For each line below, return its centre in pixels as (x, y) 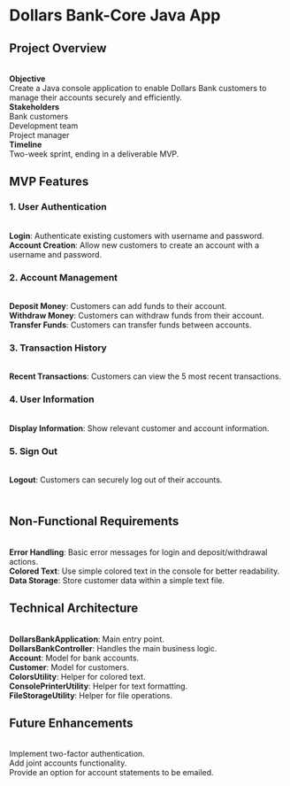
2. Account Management (63, 277)
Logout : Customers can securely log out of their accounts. (116, 480)
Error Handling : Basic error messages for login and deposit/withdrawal (138, 552)
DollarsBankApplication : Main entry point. (87, 639)
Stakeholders (34, 107)
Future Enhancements (72, 723)
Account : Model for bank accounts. (74, 658)
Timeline (26, 144)
